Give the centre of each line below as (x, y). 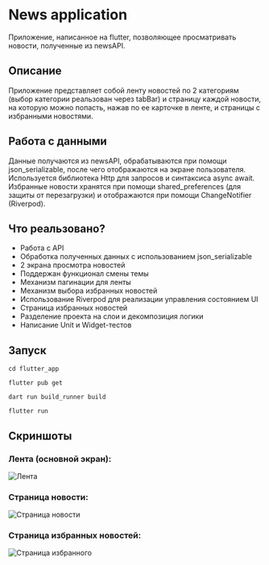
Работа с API (42, 248)
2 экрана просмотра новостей (72, 265)
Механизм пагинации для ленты (75, 282)
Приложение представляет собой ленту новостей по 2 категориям (124, 90)
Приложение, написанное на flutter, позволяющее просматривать (122, 37)
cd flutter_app (34, 369)
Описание (35, 71)
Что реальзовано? (57, 228)
